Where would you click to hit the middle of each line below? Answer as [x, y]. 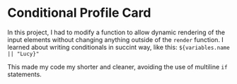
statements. [25, 74]
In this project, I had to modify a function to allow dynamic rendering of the [116, 32]
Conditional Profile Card [79, 13]
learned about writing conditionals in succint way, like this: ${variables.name [118, 47]
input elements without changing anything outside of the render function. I [116, 39]
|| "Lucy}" [23, 54]
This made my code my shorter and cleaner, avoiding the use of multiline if [117, 66]
